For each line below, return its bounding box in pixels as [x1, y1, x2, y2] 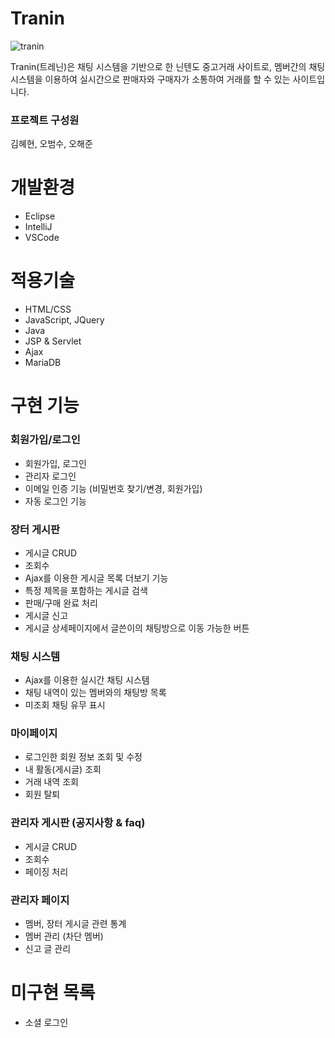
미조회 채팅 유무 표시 [24, 699, 106, 711]
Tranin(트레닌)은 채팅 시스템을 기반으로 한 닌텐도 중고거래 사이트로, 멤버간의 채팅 [10, 60, 326, 72]
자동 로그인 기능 [24, 495, 87, 507]
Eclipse [24, 210, 56, 222]
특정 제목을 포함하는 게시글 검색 [24, 584, 148, 596]
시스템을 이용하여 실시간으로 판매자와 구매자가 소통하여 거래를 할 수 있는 [10, 73, 291, 85]
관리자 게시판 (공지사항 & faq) [10, 816, 146, 830]
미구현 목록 [10, 982, 96, 1004]
